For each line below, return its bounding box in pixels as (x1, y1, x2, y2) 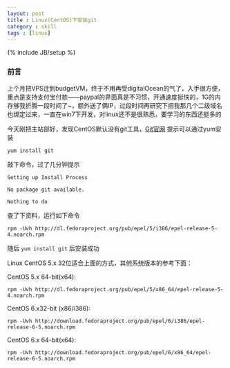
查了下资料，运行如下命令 (7, 211, 80, 219)
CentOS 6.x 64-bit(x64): (7, 335, 77, 344)
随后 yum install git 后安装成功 (7, 243, 100, 252)
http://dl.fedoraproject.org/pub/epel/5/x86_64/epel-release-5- (35, 286, 224, 293)
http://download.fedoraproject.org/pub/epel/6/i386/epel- (35, 318, 206, 324)
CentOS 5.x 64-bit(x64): (7, 273, 76, 281)
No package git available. (7, 186, 85, 193)
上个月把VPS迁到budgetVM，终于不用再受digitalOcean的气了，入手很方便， (7, 84, 224, 92)
